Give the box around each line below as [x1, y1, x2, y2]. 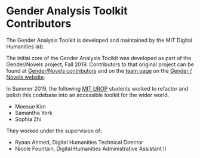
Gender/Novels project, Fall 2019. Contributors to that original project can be [6, 61, 194, 68]
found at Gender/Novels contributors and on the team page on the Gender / [6, 67, 192, 74]
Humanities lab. [6, 43, 45, 50]
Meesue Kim [14, 103, 46, 110]
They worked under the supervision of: [6, 127, 102, 134]
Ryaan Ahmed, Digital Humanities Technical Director [14, 138, 143, 145]
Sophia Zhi [14, 115, 42, 123]
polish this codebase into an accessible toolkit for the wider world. [6, 91, 170, 98]
